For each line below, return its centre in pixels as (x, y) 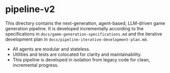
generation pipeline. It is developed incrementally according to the (74, 28)
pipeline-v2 (30, 9)
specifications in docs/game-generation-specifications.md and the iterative (84, 34)
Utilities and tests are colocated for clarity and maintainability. (77, 54)
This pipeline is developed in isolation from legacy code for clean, (81, 59)
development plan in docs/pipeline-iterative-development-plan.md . (77, 39)
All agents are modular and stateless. (51, 49)
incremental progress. (36, 65)
